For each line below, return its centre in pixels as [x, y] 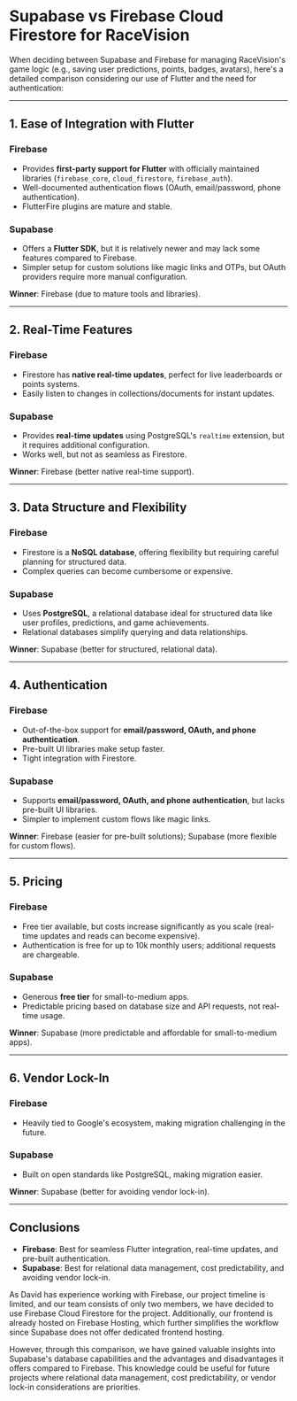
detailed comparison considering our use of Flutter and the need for [133, 78]
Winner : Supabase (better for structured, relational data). [114, 649]
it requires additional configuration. [86, 445]
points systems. [51, 383]
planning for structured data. [74, 561]
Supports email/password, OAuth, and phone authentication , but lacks [153, 800]
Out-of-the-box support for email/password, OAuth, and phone [139, 730]
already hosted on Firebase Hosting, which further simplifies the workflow [144, 1322]
